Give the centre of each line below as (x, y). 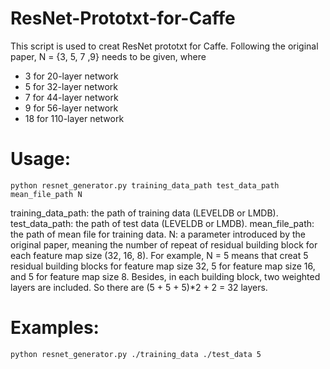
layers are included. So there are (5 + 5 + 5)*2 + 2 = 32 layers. (139, 287)
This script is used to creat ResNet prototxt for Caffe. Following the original (164, 46)
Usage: (41, 159)
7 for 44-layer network (71, 97)
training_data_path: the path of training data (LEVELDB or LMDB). (144, 213)
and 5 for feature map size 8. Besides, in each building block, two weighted (165, 276)
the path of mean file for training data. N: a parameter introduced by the (158, 234)
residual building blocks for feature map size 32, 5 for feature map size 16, (163, 266)
